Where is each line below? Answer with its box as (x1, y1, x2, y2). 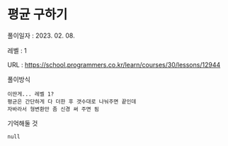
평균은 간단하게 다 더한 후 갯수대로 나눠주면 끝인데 (7, 98, 137, 105)
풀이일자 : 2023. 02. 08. (7, 31, 76, 40)
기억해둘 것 (7, 118, 38, 128)
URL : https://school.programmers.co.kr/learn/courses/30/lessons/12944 (7, 60, 221, 69)
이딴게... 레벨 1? (7, 90, 55, 98)
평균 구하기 (7, 6, 68, 23)
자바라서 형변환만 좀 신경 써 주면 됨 (7, 106, 100, 113)
